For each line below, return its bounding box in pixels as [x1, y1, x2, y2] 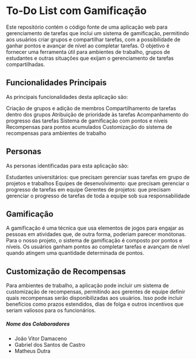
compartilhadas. [6, 60, 45, 68]
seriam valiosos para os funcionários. [6, 307, 96, 314]
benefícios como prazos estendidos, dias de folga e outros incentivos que [6, 300, 184, 308]
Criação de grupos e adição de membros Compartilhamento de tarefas [6, 104, 176, 112]
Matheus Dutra [14, 347, 51, 355]
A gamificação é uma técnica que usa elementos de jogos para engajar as [6, 224, 184, 232]
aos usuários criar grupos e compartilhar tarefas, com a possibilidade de [6, 36, 181, 43]
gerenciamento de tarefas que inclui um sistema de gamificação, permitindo [6, 29, 190, 36]
